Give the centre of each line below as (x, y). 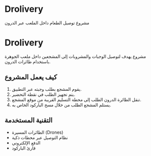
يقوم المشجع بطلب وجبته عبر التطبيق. (47, 89)
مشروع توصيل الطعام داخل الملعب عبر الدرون (47, 23)
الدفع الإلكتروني (26, 143)
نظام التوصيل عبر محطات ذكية (40, 137)
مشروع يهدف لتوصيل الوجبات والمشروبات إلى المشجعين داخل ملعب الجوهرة (75, 56)
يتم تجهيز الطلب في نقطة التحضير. (43, 94)
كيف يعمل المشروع (31, 77)
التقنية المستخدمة (29, 120)
